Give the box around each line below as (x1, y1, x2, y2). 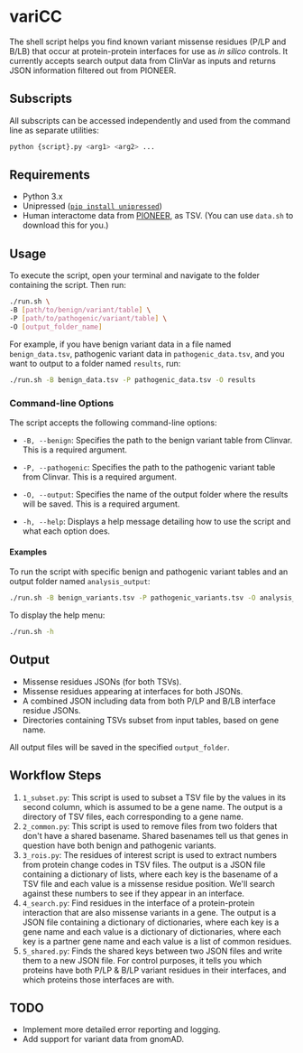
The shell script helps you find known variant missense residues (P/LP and (9, 36, 287, 47)
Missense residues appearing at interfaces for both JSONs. (22, 685, 243, 696)
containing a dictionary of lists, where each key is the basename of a (22, 869, 279, 880)
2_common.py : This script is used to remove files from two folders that (22, 820, 278, 832)
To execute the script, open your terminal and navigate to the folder (9, 270, 260, 281)
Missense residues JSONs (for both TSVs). (22, 676, 182, 687)
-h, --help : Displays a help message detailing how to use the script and (22, 516, 291, 526)
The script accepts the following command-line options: (9, 417, 217, 428)
